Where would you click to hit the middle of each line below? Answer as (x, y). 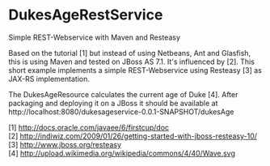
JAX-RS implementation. (49, 79)
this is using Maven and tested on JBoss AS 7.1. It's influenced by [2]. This (131, 62)
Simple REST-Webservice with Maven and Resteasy (94, 37)
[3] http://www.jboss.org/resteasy (65, 144)
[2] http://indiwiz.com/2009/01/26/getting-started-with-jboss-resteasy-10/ (133, 136)
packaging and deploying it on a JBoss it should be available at (113, 103)
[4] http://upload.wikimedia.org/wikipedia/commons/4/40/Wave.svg (122, 153)
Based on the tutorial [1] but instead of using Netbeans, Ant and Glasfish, (130, 53)
